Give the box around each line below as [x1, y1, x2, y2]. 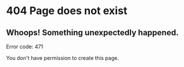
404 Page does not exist [6, 4, 128, 18]
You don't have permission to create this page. [6, 55, 119, 61]
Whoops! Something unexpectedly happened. [6, 28, 179, 38]
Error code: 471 [6, 43, 44, 50]
